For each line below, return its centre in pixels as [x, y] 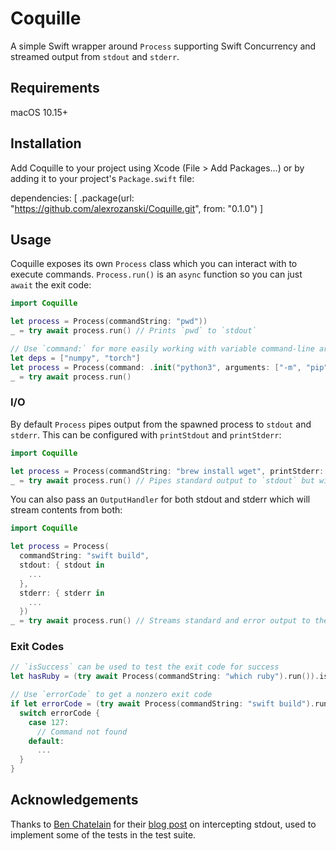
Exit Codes [37, 647]
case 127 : [49, 722]
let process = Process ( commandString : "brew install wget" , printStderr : [167, 471]
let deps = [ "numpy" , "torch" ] [75, 358]
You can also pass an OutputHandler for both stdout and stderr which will [160, 499]
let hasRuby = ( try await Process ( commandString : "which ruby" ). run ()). [165, 677]
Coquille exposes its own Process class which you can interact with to [154, 264]
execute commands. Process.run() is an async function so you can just [156, 274]
